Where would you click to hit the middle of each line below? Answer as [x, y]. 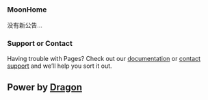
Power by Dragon [44, 87]
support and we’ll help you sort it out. [60, 66]
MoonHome [27, 10]
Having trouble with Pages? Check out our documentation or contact [104, 58]
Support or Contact [40, 44]
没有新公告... [25, 25]
